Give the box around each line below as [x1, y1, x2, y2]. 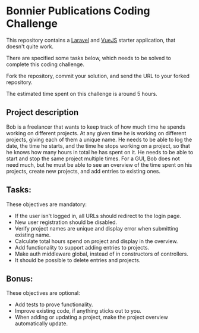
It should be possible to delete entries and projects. [14, 256, 141, 263]
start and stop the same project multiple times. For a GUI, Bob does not [6, 155, 180, 162]
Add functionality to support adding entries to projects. [14, 244, 150, 251]
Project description [6, 107, 79, 117]
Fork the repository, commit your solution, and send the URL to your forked [6, 72, 190, 79]
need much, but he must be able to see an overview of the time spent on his [6, 161, 192, 168]
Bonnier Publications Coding [6, 4, 150, 18]
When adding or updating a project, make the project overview [14, 314, 168, 321]
